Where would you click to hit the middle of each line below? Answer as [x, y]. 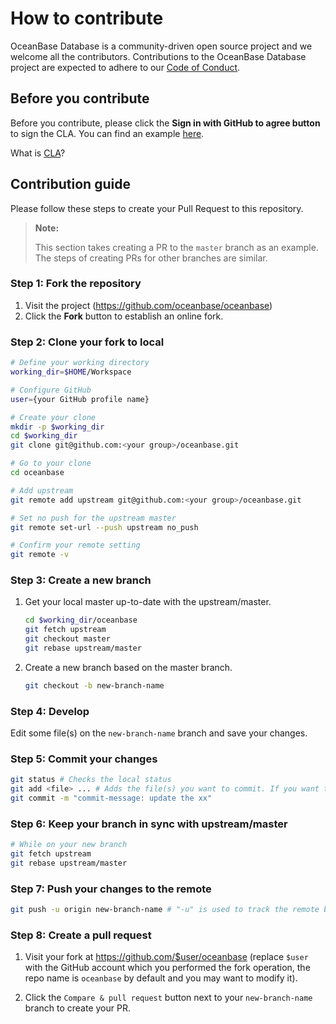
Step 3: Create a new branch [81, 580]
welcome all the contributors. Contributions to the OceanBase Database [158, 56]
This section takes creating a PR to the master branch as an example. [176, 247]
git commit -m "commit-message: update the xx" [111, 798]
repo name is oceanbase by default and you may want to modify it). [161, 978]
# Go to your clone [51, 463]
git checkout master [67, 639]
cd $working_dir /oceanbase [81, 620]
